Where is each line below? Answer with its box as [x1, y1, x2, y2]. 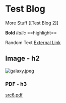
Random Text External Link [5, 39, 61, 46]
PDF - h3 [5, 80, 27, 87]
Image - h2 [5, 54, 40, 63]
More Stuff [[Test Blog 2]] [5, 20, 59, 26]
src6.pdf [5, 92, 23, 98]
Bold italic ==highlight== [5, 29, 57, 36]
